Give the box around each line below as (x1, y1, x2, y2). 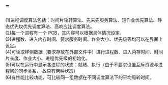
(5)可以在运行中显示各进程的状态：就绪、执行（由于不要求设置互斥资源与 (5, 61, 159, 68)
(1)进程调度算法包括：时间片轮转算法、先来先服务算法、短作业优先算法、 (5, 17, 158, 23)
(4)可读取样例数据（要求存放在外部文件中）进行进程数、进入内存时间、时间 (5, 48, 163, 55)
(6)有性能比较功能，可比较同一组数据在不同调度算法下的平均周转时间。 (5, 74, 154, 80)
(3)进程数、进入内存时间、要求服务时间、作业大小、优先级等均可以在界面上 (5, 36, 163, 42)
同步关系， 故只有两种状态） (18, 68, 78, 74)
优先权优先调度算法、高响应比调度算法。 (9, 23, 95, 30)
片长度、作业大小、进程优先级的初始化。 (5, 55, 90, 61)
